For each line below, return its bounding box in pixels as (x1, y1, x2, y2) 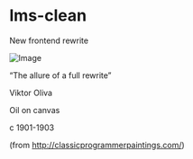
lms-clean (9, 5, 87, 26)
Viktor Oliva (9, 87, 52, 98)
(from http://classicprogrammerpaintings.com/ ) (9, 139, 185, 150)
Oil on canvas (9, 104, 60, 115)
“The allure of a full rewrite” (9, 69, 112, 81)
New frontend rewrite (9, 35, 88, 46)
